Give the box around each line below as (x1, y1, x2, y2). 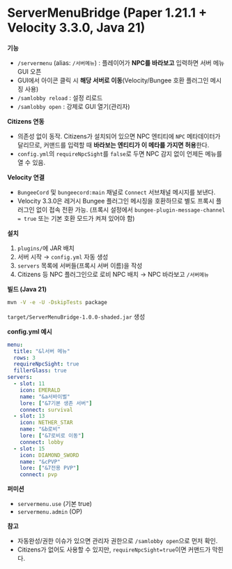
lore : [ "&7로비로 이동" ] (20, 432, 85, 440)
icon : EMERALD (20, 387, 61, 394)
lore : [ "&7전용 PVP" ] (20, 465, 80, 472)
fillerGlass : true (13, 367, 68, 375)
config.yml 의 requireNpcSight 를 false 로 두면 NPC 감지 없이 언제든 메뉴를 (17, 149, 223, 158)
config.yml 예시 (7, 327, 52, 336)
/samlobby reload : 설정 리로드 (17, 93, 103, 102)
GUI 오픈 (17, 67, 42, 75)
